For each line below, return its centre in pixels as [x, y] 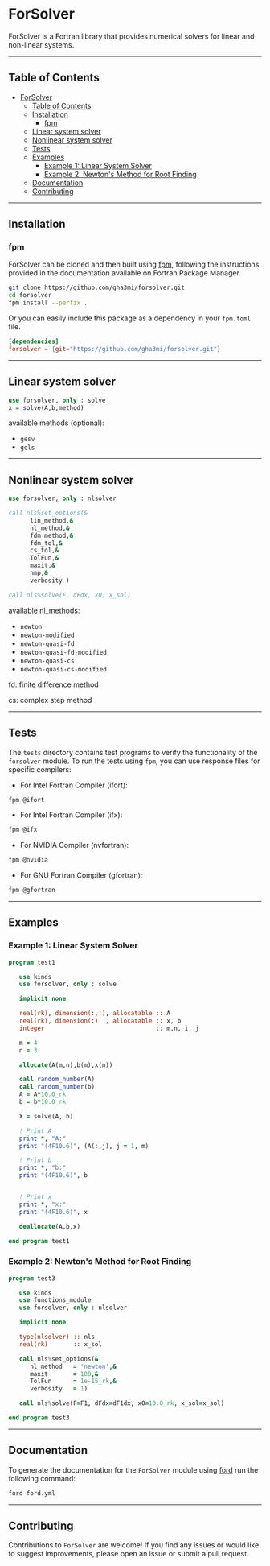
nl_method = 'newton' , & [73, 1366]
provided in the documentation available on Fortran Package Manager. [125, 273]
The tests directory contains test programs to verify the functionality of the [133, 752]
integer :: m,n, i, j [109, 1028]
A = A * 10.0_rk [43, 1095]
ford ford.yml [32, 1493]
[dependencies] [34, 342]
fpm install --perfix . [48, 303]
